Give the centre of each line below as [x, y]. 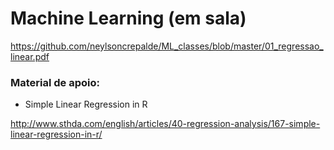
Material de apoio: [55, 82]
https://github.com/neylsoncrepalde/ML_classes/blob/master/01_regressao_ [167, 46]
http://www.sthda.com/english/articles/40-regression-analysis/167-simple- [165, 124]
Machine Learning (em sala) [128, 18]
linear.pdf [30, 56]
